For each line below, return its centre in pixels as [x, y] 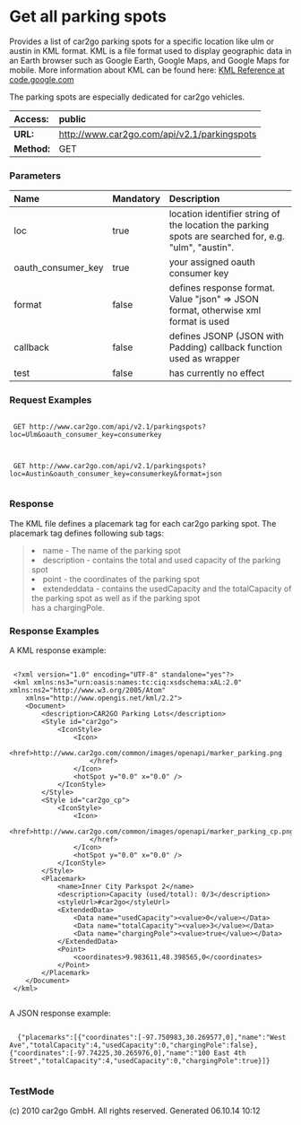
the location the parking [219, 225]
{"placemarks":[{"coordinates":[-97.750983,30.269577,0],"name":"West [152, 1038]
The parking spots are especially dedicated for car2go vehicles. [127, 97]
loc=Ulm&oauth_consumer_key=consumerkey [86, 434]
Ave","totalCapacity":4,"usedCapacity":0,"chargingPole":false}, [133, 1046]
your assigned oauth [212, 262]
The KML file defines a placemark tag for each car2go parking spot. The [143, 523]
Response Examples [55, 631]
